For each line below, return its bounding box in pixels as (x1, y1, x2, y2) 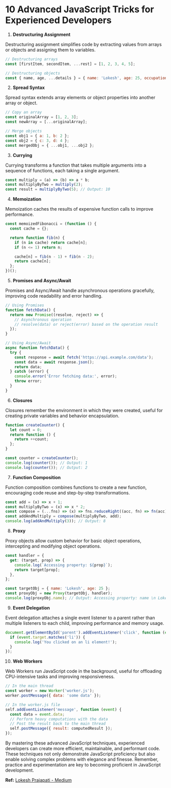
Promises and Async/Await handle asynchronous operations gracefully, (5, 287, 155, 294)
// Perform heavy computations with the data (10, 716, 108, 722)
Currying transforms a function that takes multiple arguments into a (5, 162, 147, 168)
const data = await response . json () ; (14, 359, 95, 365)
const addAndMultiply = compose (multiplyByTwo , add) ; (5, 514, 122, 519)
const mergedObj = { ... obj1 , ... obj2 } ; (5, 143, 95, 148)
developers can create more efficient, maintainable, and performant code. (5, 746, 160, 752)
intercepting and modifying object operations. (5, 543, 101, 549)
